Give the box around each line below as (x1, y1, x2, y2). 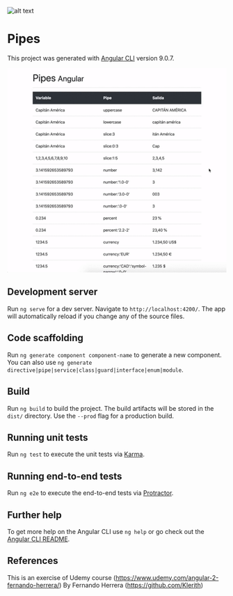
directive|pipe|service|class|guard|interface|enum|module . (7, 366, 184, 374)
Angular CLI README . (7, 535, 70, 543)
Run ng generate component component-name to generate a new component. (7, 350, 223, 359)
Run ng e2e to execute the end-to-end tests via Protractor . (7, 489, 174, 497)
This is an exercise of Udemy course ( (7, 573, 116, 581)
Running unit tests (7, 432, 88, 444)
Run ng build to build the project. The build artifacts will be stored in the (7, 404, 214, 412)
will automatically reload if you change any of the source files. (7, 312, 185, 320)
